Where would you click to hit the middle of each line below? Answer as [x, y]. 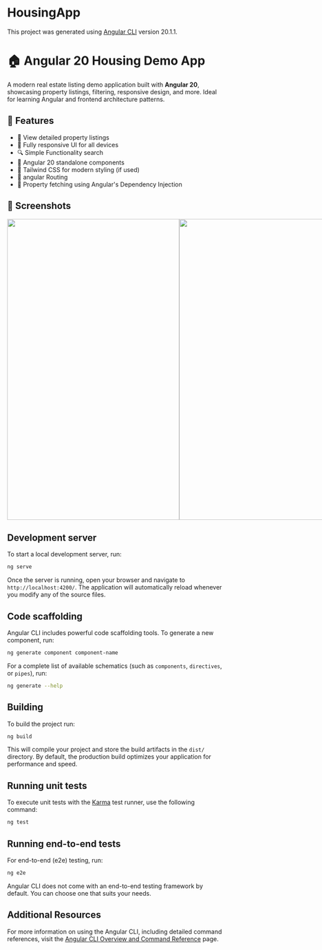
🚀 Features [31, 121]
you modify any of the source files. [56, 595]
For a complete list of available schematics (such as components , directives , [115, 666]
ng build [20, 736]
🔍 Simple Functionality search [60, 152]
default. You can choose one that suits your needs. [79, 893]
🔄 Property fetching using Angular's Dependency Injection [99, 184]
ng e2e [17, 873]
